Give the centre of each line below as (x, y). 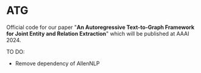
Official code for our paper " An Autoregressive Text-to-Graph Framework (100, 27)
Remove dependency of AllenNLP (57, 63)
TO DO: (16, 51)
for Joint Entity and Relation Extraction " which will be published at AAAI (98, 33)
